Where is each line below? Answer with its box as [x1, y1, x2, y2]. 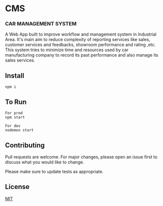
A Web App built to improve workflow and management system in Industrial [5, 31, 157, 37]
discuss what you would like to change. [5, 159, 84, 165]
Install [5, 71, 24, 80]
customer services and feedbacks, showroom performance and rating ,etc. [5, 42, 156, 48]
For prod [5, 111, 23, 116]
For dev [5, 124, 21, 128]
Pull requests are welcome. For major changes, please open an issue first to [5, 154, 158, 160]
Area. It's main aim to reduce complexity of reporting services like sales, [5, 37, 150, 42]
